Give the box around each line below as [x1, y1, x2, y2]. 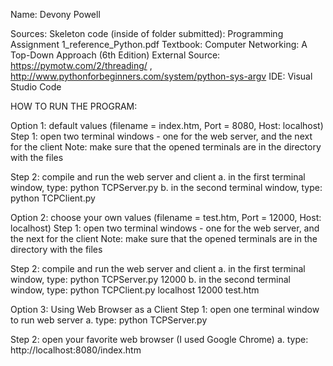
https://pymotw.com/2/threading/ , [10, 60, 153, 71]
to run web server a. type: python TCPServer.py [10, 314, 208, 326]
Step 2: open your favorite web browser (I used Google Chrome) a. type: [10, 334, 309, 345]
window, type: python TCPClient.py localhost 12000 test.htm [10, 284, 260, 296]
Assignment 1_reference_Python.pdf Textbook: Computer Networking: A [10, 39, 308, 50]
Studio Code [10, 81, 62, 93]
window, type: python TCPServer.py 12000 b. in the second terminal [10, 274, 291, 285]
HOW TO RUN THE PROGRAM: [10, 100, 138, 112]
